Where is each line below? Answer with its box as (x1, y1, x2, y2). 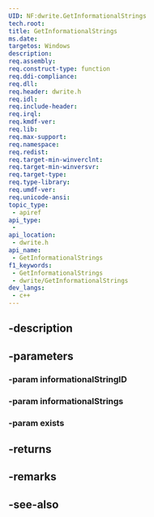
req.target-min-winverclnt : (8, 155, 104, 163)
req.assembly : (8, 58, 57, 66)
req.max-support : (8, 133, 67, 141)
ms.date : (8, 34, 38, 43)
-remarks (8, 470, 57, 484)
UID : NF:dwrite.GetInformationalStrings (8, 11, 148, 20)
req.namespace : (8, 140, 60, 149)
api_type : (8, 216, 42, 224)
